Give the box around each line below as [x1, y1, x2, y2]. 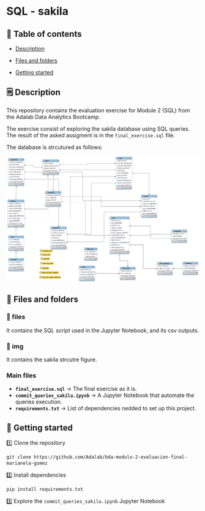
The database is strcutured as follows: [6, 143, 103, 151]
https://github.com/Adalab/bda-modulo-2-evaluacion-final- [33, 454, 188, 461]
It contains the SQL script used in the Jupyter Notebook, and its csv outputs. [6, 326, 199, 334]
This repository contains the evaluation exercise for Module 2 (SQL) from [6, 106, 191, 114]
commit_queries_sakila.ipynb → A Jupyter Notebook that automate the [15, 391, 195, 399]
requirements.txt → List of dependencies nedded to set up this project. [15, 405, 196, 412]
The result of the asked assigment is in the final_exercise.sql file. [6, 131, 176, 139]
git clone [6, 454, 32, 461]
